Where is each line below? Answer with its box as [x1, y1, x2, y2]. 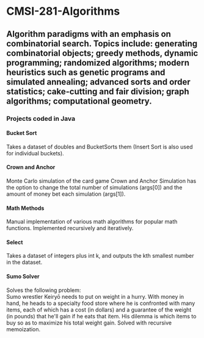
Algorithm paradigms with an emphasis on [6, 29, 171, 39]
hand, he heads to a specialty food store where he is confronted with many [6, 299, 195, 307]
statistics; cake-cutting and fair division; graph [6, 86, 189, 96]
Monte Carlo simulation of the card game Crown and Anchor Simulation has [6, 177, 197, 185]
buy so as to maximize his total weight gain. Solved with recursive [6, 319, 172, 326]
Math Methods [6, 204, 45, 212]
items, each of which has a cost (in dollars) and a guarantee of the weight [6, 305, 192, 313]
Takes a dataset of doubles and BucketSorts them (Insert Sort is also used [6, 143, 193, 150]
